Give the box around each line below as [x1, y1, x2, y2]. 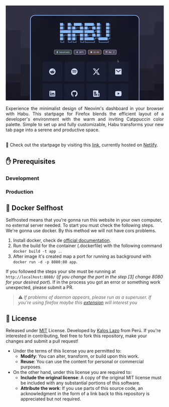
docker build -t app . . [13, 248, 62, 254]
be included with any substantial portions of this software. [20, 380, 141, 386]
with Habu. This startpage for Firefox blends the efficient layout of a [6, 111, 164, 117]
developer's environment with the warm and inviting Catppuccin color [6, 116, 164, 122]
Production [6, 188, 34, 195]
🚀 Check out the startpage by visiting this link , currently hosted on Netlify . [6, 142, 158, 148]
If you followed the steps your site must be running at [6, 268, 116, 274]
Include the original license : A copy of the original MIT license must [20, 375, 162, 381]
